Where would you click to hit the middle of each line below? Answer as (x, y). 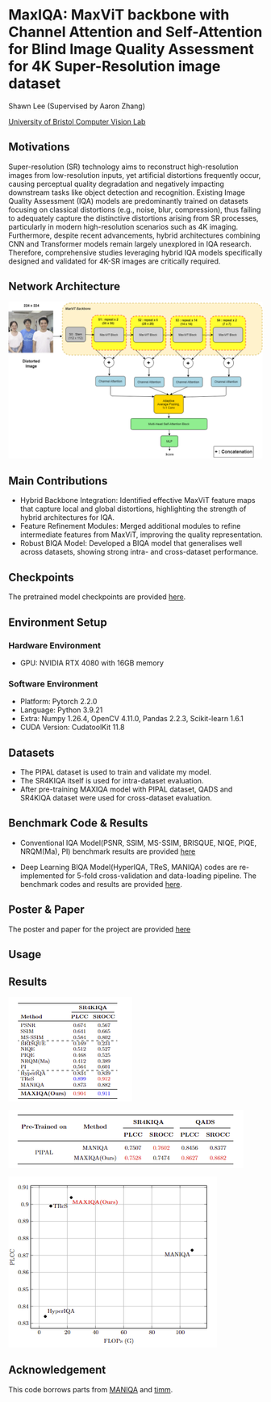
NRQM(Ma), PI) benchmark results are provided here (108, 851)
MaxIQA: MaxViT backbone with (119, 15)
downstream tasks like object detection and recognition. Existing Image (127, 192)
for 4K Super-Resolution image (115, 67)
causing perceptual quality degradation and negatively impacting (116, 184)
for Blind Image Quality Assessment (131, 49)
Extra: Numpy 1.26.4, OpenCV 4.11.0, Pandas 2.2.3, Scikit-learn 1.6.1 (131, 719)
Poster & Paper (46, 910)
